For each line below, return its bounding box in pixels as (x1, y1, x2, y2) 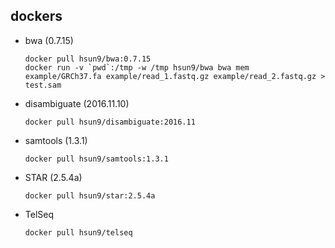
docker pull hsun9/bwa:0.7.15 (24, 54, 152, 64)
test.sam (24, 80, 62, 90)
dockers (10, 8, 63, 25)
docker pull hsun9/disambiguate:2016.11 (24, 117, 196, 127)
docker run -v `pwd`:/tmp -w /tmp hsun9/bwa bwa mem (24, 62, 250, 73)
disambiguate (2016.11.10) (24, 97, 130, 109)
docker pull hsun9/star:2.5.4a (24, 190, 156, 201)
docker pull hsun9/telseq (24, 227, 133, 238)
